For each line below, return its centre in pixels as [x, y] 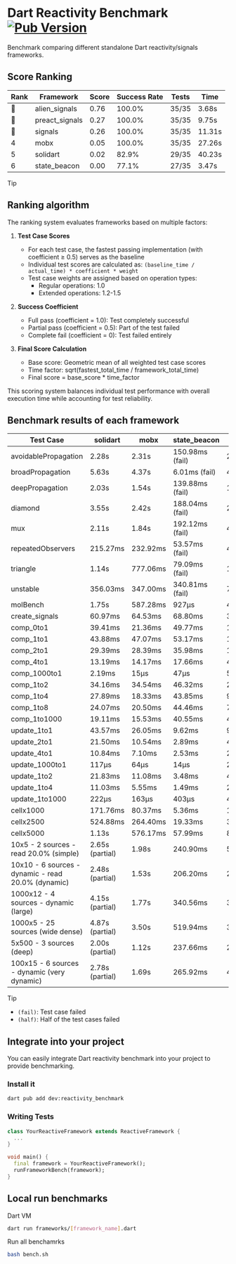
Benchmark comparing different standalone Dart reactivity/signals [103, 47]
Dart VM [19, 1215]
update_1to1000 [39, 799]
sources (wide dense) [47, 931]
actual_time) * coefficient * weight [83, 271]
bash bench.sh [28, 1255]
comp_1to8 [30, 708]
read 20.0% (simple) [45, 853]
